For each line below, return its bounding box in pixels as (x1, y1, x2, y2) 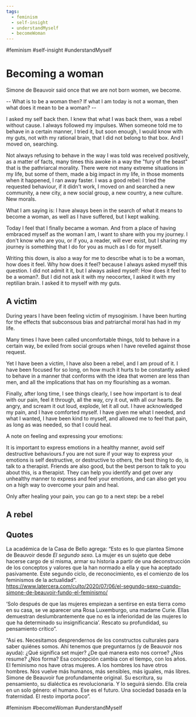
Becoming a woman (6, 67, 104, 80)
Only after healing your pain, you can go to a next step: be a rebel (6, 493, 164, 500)
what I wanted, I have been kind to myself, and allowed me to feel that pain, (6, 415, 188, 422)
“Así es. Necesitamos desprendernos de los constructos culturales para (6, 637, 179, 644)
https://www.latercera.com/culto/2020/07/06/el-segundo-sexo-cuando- (6, 583, 181, 590)
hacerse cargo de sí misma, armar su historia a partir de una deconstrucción (6, 558, 191, 565)
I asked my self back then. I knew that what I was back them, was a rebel (6, 116, 183, 123)
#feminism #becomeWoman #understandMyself (6, 704, 123, 711)
